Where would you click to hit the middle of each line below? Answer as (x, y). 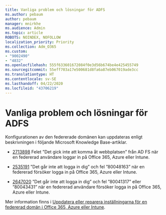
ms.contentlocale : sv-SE (31, 79)
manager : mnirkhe (23, 24)
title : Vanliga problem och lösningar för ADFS (55, 10)
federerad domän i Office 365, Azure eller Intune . (55, 207)
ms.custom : (16, 51)
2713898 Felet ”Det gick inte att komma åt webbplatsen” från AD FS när (85, 152)
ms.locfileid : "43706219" (32, 88)
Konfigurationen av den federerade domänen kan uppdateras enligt (74, 137)
